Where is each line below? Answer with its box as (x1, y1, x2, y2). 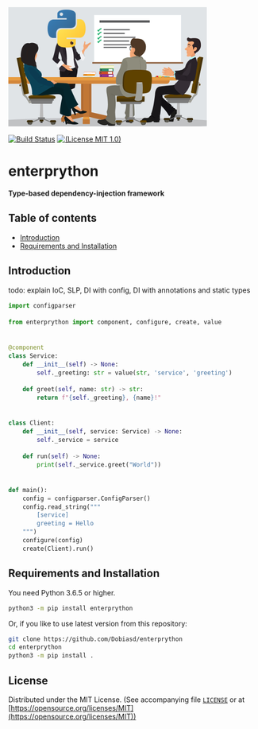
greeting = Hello (37, 520, 94, 528)
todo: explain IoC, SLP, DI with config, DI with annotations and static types (8, 285, 251, 295)
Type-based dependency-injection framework (8, 188, 165, 198)
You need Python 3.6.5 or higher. (8, 587, 116, 597)
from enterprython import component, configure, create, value (8, 318, 222, 327)
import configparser (8, 301, 77, 309)
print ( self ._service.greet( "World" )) (37, 461, 161, 469)
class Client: (8, 419, 56, 427)
